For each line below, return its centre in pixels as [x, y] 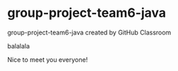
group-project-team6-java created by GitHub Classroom [89, 32]
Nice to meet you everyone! [48, 59]
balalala [19, 46]
